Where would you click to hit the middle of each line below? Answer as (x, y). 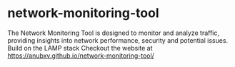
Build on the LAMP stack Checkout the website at (80, 48)
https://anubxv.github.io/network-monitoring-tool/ (81, 56)
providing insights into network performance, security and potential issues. (118, 40)
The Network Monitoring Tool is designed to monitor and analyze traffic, (114, 33)
